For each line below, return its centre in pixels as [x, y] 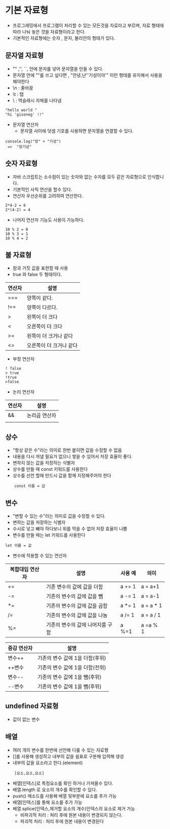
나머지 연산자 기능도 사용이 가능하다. [48, 220]
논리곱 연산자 [42, 416]
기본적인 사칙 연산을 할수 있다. [42, 189]
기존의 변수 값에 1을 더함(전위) [72, 668]
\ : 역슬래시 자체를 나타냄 [37, 100]
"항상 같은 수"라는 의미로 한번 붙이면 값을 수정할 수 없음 [67, 450]
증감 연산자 [20, 648]
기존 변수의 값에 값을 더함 [75, 587]
